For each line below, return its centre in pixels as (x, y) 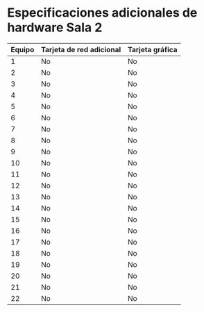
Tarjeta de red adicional (81, 49)
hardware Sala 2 (55, 27)
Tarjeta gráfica (153, 49)
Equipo (23, 49)
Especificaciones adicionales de (102, 13)
